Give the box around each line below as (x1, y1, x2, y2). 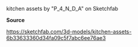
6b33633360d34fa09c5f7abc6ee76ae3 (6, 35, 106, 41)
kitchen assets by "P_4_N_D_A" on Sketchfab (6, 5, 119, 12)
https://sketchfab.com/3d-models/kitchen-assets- (6, 28, 132, 35)
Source (6, 17, 25, 23)
